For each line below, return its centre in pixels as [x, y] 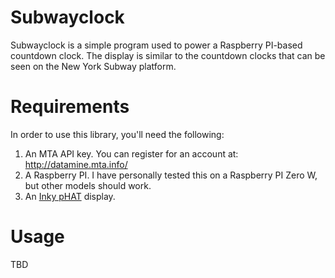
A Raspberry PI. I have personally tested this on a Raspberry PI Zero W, [171, 175]
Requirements [70, 107]
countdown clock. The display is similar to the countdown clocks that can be [168, 55]
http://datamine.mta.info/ [76, 164]
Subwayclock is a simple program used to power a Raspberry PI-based [156, 45]
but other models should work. [88, 185]
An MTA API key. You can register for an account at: [131, 153]
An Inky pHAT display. [70, 196]
